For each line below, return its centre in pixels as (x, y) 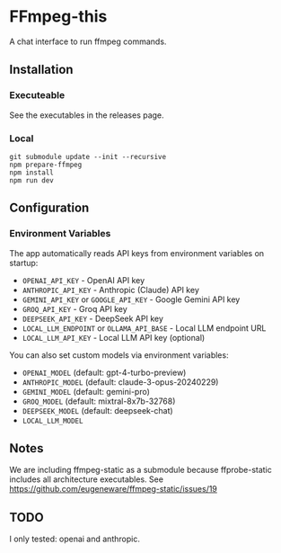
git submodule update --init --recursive (88, 156)
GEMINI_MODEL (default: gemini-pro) (86, 391)
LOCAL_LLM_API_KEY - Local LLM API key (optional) (114, 337)
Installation (41, 70)
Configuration (49, 208)
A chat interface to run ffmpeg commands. (88, 41)
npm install (31, 173)
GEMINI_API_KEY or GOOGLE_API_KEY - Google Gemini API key (131, 299)
